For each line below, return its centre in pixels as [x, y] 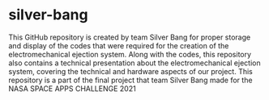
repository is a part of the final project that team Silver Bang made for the [130, 80]
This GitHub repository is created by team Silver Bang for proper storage [130, 37]
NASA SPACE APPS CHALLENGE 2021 [72, 88]
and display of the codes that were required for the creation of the [119, 45]
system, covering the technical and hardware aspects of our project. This [130, 71]
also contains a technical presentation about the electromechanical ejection [134, 63]
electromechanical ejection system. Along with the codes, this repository [130, 54]
